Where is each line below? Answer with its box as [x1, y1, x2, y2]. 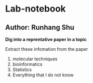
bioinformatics [12, 61, 43, 67]
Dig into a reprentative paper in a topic [5, 36, 87, 42]
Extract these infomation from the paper [5, 46, 88, 52]
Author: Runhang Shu [5, 23, 74, 32]
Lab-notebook [5, 3, 66, 15]
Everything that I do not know [12, 72, 74, 78]
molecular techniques [12, 56, 58, 62]
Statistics [12, 66, 32, 72]
